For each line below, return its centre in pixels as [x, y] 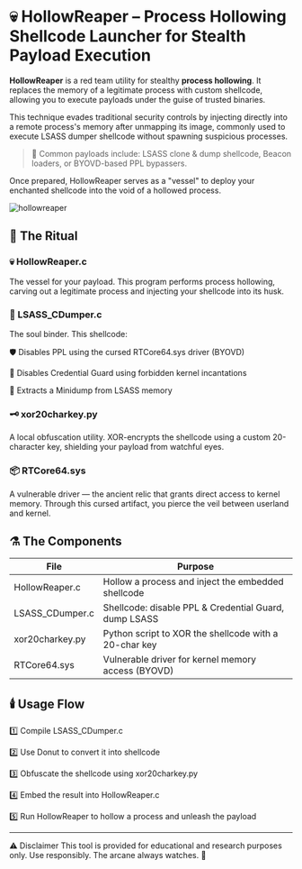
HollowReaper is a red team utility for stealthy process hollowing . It [135, 80]
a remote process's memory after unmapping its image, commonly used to [147, 126]
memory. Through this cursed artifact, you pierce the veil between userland [149, 503]
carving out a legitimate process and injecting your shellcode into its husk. [147, 291]
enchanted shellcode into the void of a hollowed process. [115, 190]
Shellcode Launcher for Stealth [128, 37]
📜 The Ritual [44, 236]
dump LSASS [131, 619]
